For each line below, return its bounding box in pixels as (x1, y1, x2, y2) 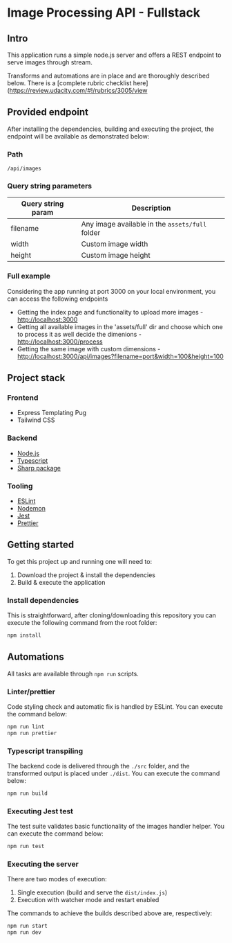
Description (131, 203, 171, 213)
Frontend (7, 393, 39, 403)
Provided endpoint (7, 106, 88, 118)
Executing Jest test (7, 806, 74, 816)
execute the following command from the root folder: (7, 619, 157, 627)
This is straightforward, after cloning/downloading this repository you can (7, 611, 216, 619)
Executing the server (7, 859, 79, 869)
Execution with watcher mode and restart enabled (17, 896, 159, 904)
